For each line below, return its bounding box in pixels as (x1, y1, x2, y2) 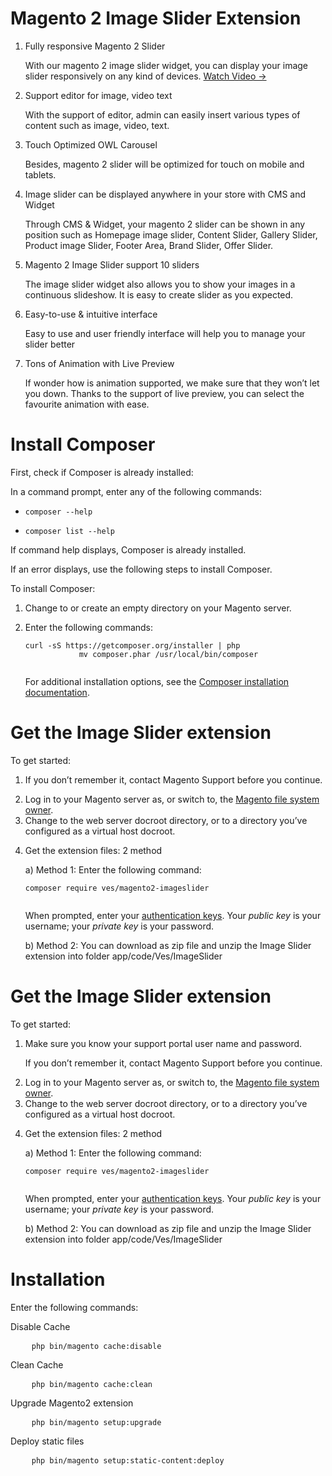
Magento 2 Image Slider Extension (10, 7, 302, 30)
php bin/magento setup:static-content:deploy (31, 1455, 225, 1466)
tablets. (24, 168, 57, 181)
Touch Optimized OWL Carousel (24, 138, 158, 151)
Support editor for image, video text (24, 89, 173, 101)
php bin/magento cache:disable (31, 1341, 162, 1351)
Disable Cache (10, 1320, 71, 1332)
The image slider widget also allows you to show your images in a (24, 278, 296, 290)
